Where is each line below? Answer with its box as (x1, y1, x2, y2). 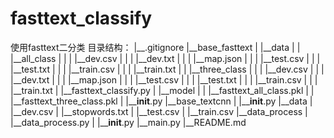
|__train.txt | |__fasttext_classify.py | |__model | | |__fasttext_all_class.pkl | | (10, 84, 315, 96)
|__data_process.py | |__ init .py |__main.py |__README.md (10, 116, 247, 128)
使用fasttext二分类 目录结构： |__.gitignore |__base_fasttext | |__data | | (10, 41, 301, 53)
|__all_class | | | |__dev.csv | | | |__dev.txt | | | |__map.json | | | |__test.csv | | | (10, 52, 321, 64)
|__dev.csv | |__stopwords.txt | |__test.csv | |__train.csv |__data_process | (10, 105, 308, 117)
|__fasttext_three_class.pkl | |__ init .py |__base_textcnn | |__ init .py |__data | (10, 95, 313, 107)
